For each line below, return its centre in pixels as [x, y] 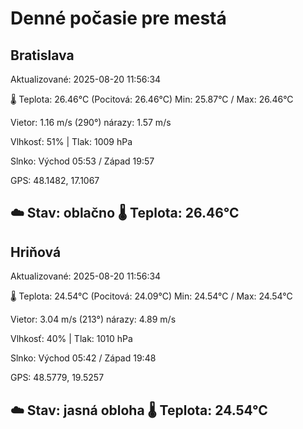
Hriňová [36, 252]
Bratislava [42, 55]
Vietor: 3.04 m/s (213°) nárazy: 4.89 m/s [93, 319]
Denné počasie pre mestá [118, 18]
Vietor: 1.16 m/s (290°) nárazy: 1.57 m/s [91, 122]
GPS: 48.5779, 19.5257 [57, 378]
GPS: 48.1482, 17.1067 [55, 180]
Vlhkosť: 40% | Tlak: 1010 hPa [71, 339]
